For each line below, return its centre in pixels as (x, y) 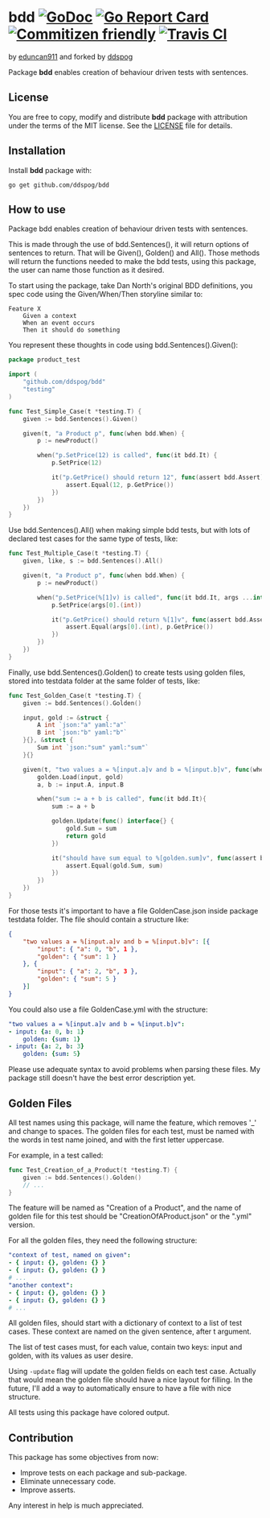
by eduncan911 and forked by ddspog (71, 56)
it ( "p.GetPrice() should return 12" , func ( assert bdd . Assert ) (157, 477)
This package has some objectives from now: (84, 1458)
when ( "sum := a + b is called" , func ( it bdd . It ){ (122, 799)
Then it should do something (72, 330)
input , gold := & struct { (66, 718)
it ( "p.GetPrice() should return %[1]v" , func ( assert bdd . (150, 620)
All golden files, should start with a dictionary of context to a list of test (125, 1323)
